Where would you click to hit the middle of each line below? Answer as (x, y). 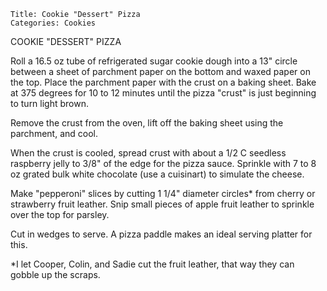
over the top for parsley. (60, 214)
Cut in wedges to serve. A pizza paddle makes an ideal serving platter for (161, 234)
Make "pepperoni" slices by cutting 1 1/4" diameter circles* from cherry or (163, 193)
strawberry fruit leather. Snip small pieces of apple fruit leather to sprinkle (162, 204)
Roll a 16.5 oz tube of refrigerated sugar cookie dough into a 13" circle (154, 61)
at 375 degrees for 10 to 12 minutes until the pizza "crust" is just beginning (163, 93)
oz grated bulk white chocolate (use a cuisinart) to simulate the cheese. (157, 174)
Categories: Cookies (53, 23)
